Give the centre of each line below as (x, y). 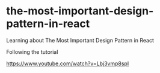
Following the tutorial (32, 51)
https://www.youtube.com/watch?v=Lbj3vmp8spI (68, 63)
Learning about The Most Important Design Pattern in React (80, 40)
